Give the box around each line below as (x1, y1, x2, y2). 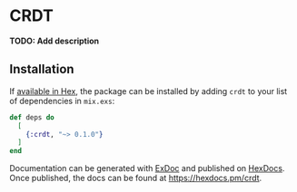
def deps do (9, 112, 54, 122)
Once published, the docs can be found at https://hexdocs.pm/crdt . (9, 173, 262, 184)
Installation (9, 62, 74, 77)
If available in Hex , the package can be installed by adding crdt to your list (9, 85, 288, 96)
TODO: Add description (9, 35, 100, 46)
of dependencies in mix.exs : (9, 95, 115, 106)
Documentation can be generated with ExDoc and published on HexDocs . (9, 163, 285, 174)
